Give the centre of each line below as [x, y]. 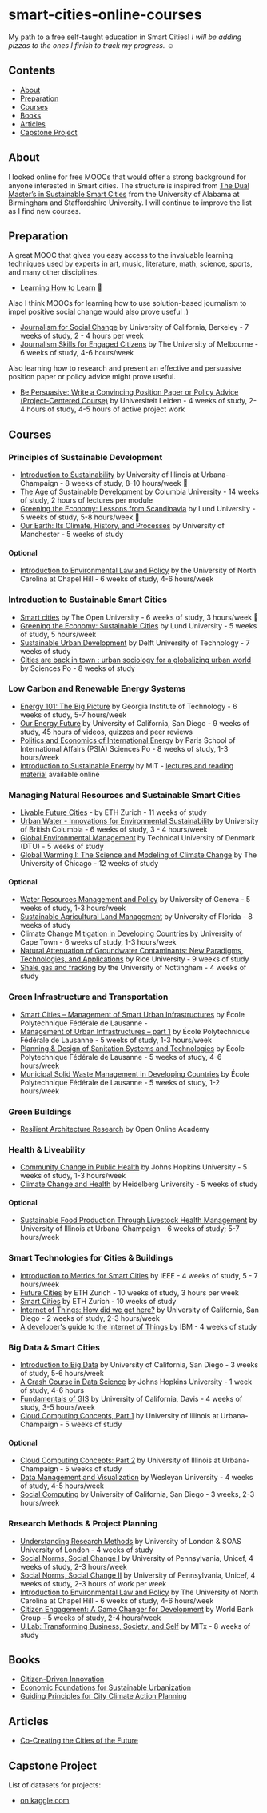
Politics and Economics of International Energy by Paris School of [128, 740]
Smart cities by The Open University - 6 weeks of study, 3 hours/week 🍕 [139, 617]
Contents [32, 71]
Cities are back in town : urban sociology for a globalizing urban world [135, 660]
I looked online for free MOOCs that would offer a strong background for [127, 177]
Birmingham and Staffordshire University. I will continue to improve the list [130, 203]
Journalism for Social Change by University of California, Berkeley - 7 [134, 327]
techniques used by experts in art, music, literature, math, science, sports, [131, 264]
